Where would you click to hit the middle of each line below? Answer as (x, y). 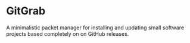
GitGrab (26, 11)
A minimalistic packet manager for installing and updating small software (95, 27)
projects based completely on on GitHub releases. (68, 33)
